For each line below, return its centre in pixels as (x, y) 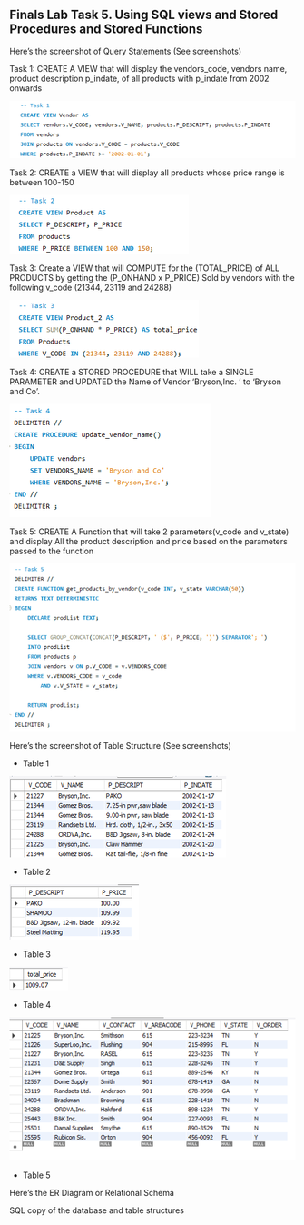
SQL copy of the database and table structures (97, 1210)
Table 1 (36, 763)
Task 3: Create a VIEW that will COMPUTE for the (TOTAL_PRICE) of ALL (144, 268)
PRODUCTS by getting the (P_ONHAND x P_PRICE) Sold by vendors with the (152, 278)
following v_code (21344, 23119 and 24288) (91, 288)
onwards (26, 88)
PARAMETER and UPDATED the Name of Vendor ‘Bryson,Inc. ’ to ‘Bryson (145, 382)
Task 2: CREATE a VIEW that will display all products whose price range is (147, 173)
